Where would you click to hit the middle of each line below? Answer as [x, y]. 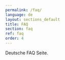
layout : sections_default [32, 19]
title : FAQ [17, 24]
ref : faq [14, 34]
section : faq [19, 29]
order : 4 [14, 39]
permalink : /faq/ [24, 10]
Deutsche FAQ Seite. [27, 53]
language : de [19, 15]
